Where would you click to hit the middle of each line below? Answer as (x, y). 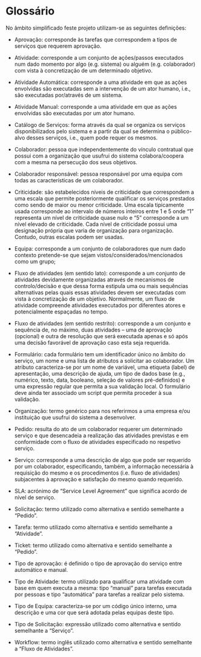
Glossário (30, 11)
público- (181, 131)
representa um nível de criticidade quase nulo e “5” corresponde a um (101, 217)
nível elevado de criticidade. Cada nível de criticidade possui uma (96, 224)
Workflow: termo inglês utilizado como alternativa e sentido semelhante (103, 642)
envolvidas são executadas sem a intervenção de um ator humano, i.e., (102, 88)
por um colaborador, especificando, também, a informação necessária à (104, 466)
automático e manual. (41, 569)
